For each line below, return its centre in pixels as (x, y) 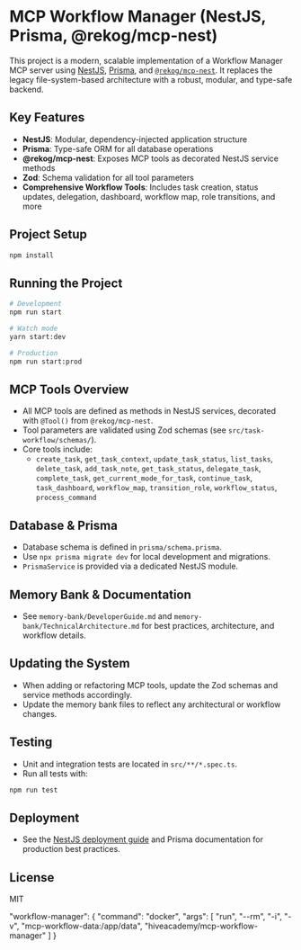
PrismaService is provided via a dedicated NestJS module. (130, 566)
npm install (31, 255)
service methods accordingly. (77, 695)
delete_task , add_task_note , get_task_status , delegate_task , (148, 469)
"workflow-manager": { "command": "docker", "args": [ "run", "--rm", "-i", (146, 917)
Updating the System (70, 663)
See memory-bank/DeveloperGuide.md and (97, 616)
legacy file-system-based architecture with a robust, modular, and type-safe (151, 79)
